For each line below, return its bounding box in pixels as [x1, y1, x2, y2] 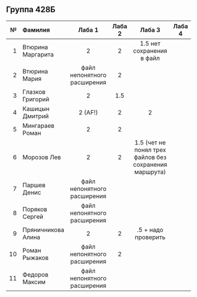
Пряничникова [22, 225, 64, 234]
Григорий [22, 95, 50, 103]
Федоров [22, 270, 49, 278]
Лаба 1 [78, 26, 98, 34]
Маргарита [22, 50, 54, 58]
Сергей [22, 212, 44, 221]
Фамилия [22, 26, 50, 34]
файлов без [134, 153, 167, 161]
